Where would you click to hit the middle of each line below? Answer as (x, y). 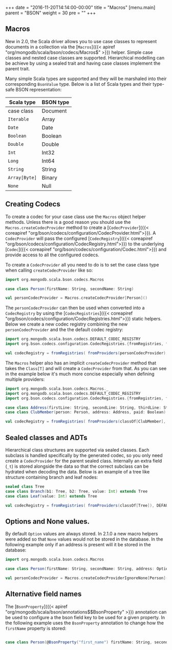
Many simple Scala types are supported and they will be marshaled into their (86, 79)
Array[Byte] (23, 177)
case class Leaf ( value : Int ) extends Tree (51, 496)
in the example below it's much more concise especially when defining (80, 374)
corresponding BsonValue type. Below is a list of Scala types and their (79, 84)
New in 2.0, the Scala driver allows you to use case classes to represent (81, 41)
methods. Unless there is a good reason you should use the (68, 222)
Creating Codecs (33, 204)
